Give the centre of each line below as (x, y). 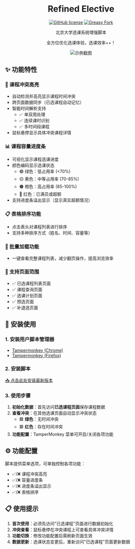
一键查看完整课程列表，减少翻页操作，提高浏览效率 (63, 258)
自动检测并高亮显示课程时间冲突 (44, 96)
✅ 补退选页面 (25, 307)
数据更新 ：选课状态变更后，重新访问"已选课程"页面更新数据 (71, 542)
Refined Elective (81, 9)
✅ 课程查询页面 (27, 289)
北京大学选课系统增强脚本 (81, 32)
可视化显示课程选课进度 (35, 159)
